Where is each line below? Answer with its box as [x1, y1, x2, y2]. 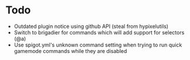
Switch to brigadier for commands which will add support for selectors [13, 29, 185, 36]
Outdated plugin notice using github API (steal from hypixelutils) [13, 23, 168, 30]
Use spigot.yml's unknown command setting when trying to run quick [13, 41, 182, 48]
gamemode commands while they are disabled [13, 47, 127, 54]
